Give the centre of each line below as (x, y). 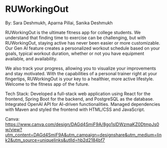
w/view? (14, 129)
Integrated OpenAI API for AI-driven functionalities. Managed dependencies (83, 104)
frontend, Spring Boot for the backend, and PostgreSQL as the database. (80, 99)
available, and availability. (31, 58)
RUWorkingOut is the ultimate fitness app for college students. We (73, 32)
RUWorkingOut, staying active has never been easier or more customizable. (83, 43)
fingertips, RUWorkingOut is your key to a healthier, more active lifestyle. (80, 79)
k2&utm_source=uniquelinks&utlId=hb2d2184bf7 (55, 140)
